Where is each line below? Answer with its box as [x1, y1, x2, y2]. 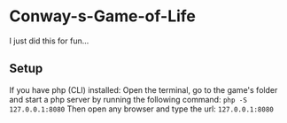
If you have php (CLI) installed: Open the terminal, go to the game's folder [9, 84, 278, 95]
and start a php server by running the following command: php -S [9, 94, 248, 104]
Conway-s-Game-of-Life [9, 6, 197, 27]
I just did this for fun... [9, 35, 89, 46]
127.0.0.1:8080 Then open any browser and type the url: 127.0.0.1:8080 [9, 104, 275, 114]
